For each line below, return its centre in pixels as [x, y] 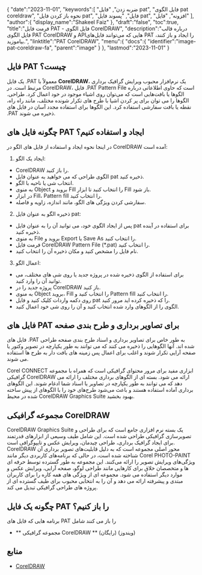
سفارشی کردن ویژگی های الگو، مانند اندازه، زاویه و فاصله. [81, 202]
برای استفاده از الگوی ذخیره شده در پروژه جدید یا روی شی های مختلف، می [99, 274]
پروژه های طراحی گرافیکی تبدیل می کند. [52, 488]
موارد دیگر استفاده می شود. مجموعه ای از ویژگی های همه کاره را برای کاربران [95, 475]
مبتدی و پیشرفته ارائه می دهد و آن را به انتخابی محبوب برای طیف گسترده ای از [95, 481]
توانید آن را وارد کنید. [38, 281]
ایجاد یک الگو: [30, 158]
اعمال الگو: [28, 263]
